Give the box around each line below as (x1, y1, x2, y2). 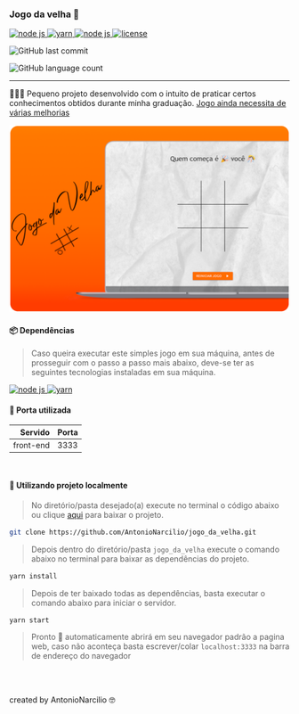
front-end (12, 440, 51, 451)
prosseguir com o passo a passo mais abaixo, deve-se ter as (30, 357, 255, 368)
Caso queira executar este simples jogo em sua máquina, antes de (30, 348, 275, 359)
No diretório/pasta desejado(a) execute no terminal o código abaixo (30, 499, 279, 511)
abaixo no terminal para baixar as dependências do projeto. (30, 553, 250, 564)
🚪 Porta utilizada (9, 405, 71, 415)
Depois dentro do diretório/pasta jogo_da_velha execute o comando (30, 544, 280, 554)
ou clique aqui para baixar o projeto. (30, 509, 165, 520)
